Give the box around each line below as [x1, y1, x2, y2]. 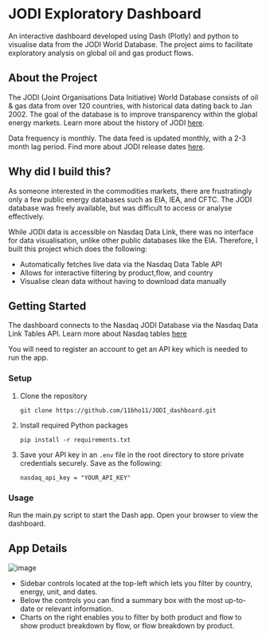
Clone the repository [19, 391, 88, 400]
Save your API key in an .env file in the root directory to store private [19, 450, 244, 459]
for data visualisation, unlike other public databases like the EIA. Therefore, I [8, 235, 258, 245]
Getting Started [8, 299, 87, 313]
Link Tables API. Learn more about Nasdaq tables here [8, 329, 187, 339]
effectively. [8, 211, 45, 221]
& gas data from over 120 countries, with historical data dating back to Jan [8, 100, 252, 110]
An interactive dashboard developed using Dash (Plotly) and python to [8, 31, 239, 41]
